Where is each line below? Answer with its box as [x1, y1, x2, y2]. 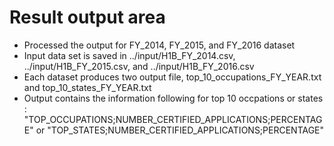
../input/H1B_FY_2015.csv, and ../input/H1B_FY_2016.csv [23, 60, 255, 72]
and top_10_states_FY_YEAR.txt [23, 81, 152, 93]
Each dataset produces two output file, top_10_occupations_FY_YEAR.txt [23, 71, 322, 83]
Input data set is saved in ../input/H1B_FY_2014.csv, [23, 49, 236, 61]
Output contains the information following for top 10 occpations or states [23, 92, 324, 104]
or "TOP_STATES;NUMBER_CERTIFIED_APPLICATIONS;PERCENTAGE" [35, 124, 325, 136]
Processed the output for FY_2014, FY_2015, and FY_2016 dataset [23, 39, 296, 51]
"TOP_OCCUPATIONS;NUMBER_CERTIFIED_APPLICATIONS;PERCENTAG [23, 113, 323, 125]
